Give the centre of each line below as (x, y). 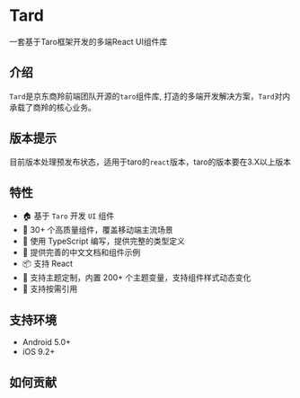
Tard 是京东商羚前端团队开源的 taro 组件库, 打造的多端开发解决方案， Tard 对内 (150, 96)
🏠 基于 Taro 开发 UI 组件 (68, 216)
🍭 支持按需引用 (50, 289)
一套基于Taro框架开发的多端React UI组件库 (88, 41)
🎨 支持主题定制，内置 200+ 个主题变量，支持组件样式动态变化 (137, 278)
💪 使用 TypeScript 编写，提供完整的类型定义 (104, 241)
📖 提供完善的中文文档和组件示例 (81, 252)
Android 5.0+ (47, 342)
